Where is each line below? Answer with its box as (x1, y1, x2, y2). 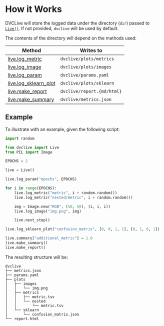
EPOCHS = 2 (5, 158, 28, 163)
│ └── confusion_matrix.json (5, 311, 79, 317)
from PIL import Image (5, 149, 52, 154)
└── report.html (5, 316, 39, 321)
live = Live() (5, 167, 35, 173)
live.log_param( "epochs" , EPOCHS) (5, 176, 77, 182)
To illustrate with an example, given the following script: (5, 126, 120, 132)
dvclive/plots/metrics (60, 56, 114, 61)
